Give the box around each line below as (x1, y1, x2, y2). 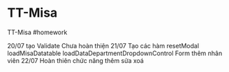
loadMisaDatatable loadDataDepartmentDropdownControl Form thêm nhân (7, 49, 223, 57)
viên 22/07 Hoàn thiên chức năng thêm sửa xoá (7, 56, 145, 64)
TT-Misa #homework (7, 28, 68, 36)
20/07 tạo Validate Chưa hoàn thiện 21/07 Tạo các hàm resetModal (7, 41, 200, 50)
